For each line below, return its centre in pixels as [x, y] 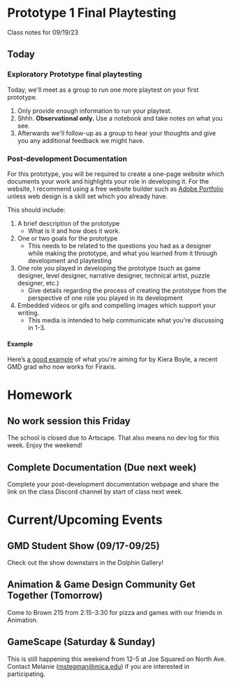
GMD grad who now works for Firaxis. [62, 367]
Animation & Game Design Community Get [101, 584]
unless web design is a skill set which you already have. [87, 196]
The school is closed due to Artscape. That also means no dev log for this [114, 438]
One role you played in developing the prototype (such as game [109, 268]
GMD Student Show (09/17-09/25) [83, 546]
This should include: [36, 210]
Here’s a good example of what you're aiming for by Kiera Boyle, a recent [112, 360]
